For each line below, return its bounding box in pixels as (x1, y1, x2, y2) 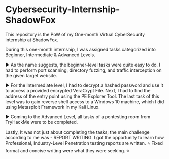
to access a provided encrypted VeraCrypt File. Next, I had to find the (5, 87, 151, 93)
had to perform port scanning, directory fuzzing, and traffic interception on (5, 67, 162, 73)
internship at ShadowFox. (5, 37, 58, 43)
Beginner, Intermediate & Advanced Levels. (5, 52, 95, 58)
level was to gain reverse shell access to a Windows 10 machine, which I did (5, 98, 164, 105)
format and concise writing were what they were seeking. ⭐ (5, 147, 130, 153)
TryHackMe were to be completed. (5, 119, 78, 125)
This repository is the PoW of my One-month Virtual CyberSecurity (5, 31, 145, 37)
